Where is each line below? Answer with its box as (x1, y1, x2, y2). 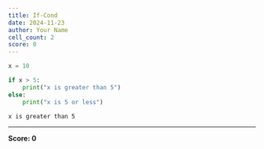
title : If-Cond (8, 11, 58, 20)
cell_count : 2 (8, 33, 55, 42)
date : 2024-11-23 (8, 19, 65, 27)
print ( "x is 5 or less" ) (22, 98, 104, 106)
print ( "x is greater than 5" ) (22, 83, 122, 91)
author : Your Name (8, 26, 68, 34)
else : (8, 91, 26, 99)
